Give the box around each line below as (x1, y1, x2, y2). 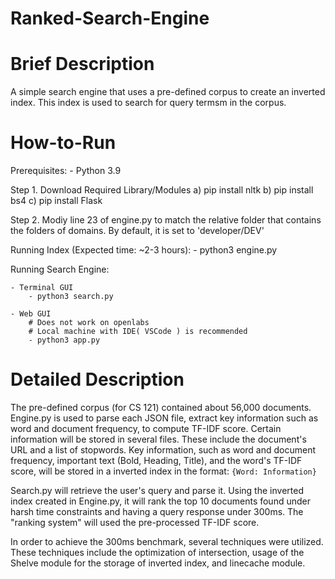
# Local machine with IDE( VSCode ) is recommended (28, 327, 248, 337)
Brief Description (10, 53, 155, 76)
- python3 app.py (28, 335, 101, 346)
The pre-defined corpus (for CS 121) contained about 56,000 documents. (10, 402, 312, 413)
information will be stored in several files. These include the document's (10, 433, 307, 445)
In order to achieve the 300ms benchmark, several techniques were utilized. (10, 536, 324, 547)
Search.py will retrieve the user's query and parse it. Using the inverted (10, 485, 304, 496)
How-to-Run (10, 132, 117, 154)
